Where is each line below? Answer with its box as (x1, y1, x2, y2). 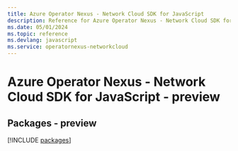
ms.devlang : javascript (7, 37, 78, 44)
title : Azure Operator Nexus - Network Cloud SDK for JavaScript (7, 10, 204, 18)
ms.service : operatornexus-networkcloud (7, 43, 129, 50)
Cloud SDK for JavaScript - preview (7, 89, 221, 105)
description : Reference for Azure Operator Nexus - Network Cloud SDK (7, 17, 220, 24)
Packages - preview (7, 117, 97, 129)
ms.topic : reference (7, 30, 69, 38)
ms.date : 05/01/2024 (7, 23, 69, 30)
